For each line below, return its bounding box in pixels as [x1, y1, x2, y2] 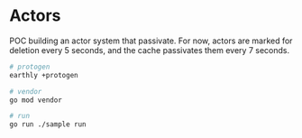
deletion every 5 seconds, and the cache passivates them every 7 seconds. [9, 44, 290, 55]
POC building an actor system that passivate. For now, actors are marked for [9, 35, 293, 46]
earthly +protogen [9, 70, 78, 79]
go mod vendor [9, 96, 63, 105]
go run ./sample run [9, 120, 87, 129]
